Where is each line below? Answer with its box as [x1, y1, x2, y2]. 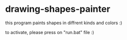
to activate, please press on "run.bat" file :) [5, 29, 94, 35]
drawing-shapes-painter [5, 3, 110, 15]
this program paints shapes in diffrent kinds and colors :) [5, 20, 122, 26]
